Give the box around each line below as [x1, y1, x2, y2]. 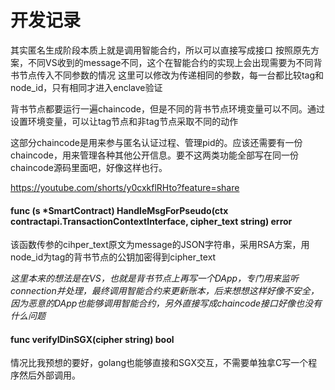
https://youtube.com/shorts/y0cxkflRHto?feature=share [10, 181, 240, 193]
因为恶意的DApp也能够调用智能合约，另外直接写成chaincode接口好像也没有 [10, 297, 323, 310]
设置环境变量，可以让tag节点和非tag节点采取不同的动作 [10, 115, 239, 127]
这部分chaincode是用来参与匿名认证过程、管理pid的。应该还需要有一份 [10, 136, 303, 148]
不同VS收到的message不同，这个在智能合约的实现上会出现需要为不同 [27, 56, 314, 68]
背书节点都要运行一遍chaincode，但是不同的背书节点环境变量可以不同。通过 [10, 102, 325, 115]
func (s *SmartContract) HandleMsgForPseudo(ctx [10, 204, 229, 216]
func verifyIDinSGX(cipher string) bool [10, 333, 175, 345]
